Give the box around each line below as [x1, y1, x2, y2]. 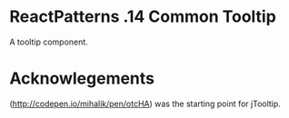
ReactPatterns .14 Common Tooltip [9, 6, 277, 27]
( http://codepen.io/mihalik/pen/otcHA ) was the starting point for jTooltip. [9, 98, 282, 109]
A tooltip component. [9, 36, 88, 47]
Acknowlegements [9, 68, 155, 89]
